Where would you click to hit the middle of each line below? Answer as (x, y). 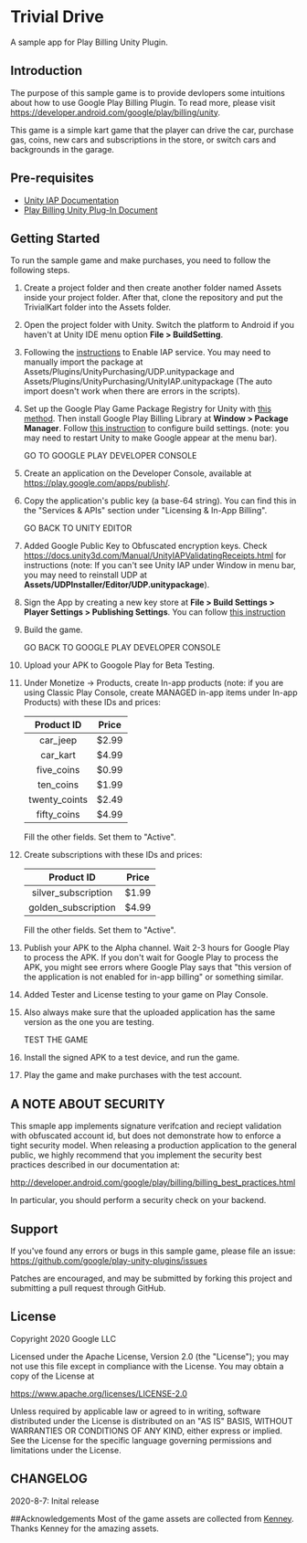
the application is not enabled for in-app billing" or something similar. (153, 977)
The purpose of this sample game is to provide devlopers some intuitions (148, 92)
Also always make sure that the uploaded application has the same (149, 1012)
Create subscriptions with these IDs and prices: (113, 855)
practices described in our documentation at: (95, 1165)
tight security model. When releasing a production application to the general (154, 1146)
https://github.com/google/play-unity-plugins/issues (109, 1261)
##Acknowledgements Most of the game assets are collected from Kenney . (153, 1518)
